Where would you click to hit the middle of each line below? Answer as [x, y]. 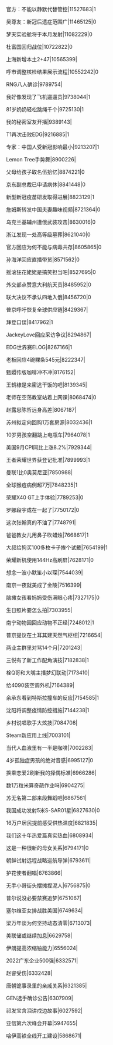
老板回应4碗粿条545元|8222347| [46, 360]
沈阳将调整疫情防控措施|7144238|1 [48, 710]
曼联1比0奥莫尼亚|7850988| [40, 472]
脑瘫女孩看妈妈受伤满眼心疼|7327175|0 [53, 598]
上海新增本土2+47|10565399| [42, 59]
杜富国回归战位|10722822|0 [40, 47]
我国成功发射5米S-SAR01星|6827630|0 [53, 810]
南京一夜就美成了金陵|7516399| [44, 585]
